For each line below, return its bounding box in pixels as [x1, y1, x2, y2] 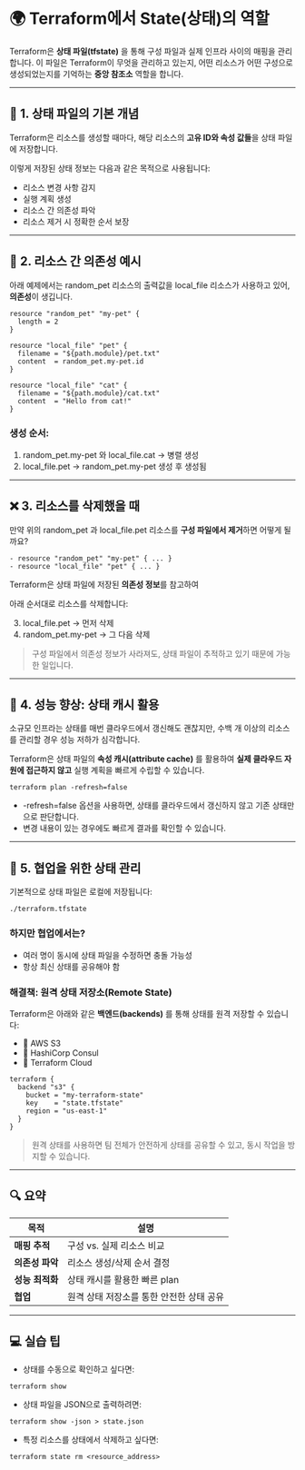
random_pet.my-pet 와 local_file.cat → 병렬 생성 [22, 449, 200, 460]
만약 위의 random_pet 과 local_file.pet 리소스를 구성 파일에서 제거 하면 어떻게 [9, 524, 282, 535]
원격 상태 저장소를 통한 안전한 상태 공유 [66, 1290, 224, 1303]
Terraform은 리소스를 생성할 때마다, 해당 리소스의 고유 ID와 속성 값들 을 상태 [9, 132, 276, 143]
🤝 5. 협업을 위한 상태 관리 [9, 860, 142, 876]
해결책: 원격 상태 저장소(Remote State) [9, 986, 172, 998]
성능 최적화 [14, 1273, 59, 1286]
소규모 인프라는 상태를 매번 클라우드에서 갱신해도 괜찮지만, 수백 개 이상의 [9, 723, 266, 734]
